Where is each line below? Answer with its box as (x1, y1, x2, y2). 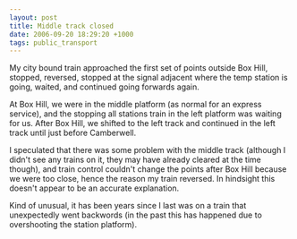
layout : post (9, 13, 58, 22)
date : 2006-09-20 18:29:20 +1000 (9, 30, 134, 38)
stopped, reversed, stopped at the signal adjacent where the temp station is (9, 73, 288, 83)
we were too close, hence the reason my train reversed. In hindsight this (9, 174, 276, 184)
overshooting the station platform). (9, 219, 137, 230)
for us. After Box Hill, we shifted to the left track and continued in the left (9, 118, 276, 129)
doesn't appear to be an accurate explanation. (9, 183, 180, 193)
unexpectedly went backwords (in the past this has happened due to (9, 209, 262, 220)
